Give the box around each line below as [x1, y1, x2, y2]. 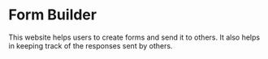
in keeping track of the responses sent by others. [8, 40, 173, 50]
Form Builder [8, 6, 97, 24]
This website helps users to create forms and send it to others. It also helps [8, 32, 261, 42]
